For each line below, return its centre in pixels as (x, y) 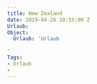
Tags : (15, 58)
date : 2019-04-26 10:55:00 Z (48, 20)
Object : (18, 32)
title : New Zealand (35, 13)
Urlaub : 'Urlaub (36, 39)
